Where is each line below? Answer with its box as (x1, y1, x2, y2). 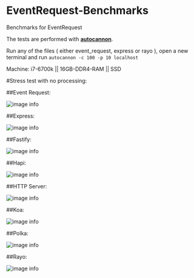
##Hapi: (6, 159, 26, 167)
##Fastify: (6, 136, 32, 143)
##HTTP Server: (6, 182, 47, 190)
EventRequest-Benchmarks (6, 4, 149, 18)
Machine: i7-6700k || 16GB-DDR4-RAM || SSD (6, 65, 121, 73)
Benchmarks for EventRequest (6, 24, 82, 31)
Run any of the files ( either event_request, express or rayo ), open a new (6, 47, 189, 55)
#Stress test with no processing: (6, 77, 87, 84)
